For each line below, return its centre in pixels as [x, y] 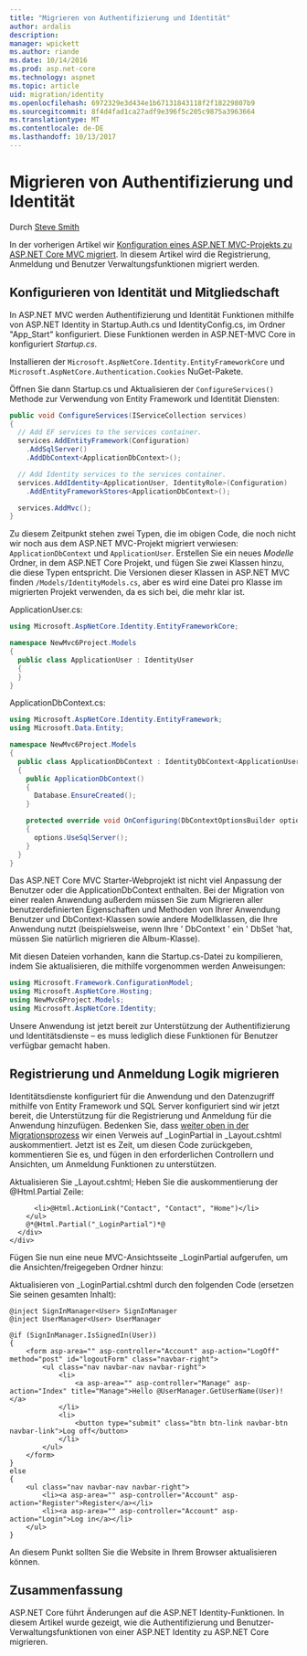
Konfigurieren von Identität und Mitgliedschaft [145, 293]
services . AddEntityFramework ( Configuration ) [104, 441]
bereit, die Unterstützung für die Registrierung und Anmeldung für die [141, 1115]
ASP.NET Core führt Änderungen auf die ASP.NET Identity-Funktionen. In [147, 1612]
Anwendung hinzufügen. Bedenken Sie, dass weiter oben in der [129, 1125]
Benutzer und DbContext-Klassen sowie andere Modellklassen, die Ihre [144, 919]
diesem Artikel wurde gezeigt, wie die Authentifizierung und [122, 1622]
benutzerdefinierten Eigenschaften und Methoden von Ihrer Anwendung [145, 909]
